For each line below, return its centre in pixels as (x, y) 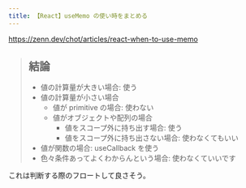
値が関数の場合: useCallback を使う (100, 148)
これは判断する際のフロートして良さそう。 (79, 176)
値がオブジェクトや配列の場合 (102, 117)
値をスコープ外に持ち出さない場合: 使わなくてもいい (151, 138)
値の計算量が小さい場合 (80, 97)
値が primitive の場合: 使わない (103, 108)
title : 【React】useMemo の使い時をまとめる (78, 16)
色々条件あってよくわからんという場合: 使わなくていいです (138, 158)
